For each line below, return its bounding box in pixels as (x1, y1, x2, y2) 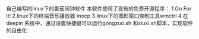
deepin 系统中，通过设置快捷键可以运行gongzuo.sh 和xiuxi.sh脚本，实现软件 (6, 20, 193, 26)
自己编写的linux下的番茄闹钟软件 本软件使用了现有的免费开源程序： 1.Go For (6, 5, 192, 12)
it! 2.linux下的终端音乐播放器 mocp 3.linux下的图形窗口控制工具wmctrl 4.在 (6, 12, 188, 19)
